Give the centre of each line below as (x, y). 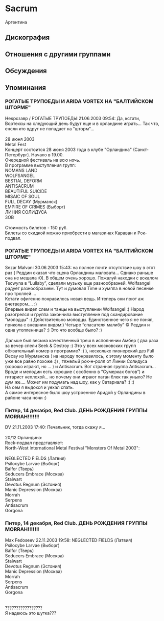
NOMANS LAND (21, 170)
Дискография (27, 37)
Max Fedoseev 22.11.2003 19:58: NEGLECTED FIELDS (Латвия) (69, 540)
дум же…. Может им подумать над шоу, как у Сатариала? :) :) (70, 382)
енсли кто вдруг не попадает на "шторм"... (50, 128)
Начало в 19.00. (47, 154)
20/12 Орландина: (24, 438)
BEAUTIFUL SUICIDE (26, 191)
